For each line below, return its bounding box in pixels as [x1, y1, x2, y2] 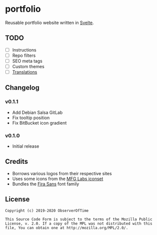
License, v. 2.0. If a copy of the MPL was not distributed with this [5, 221, 153, 226]
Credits [5, 157, 28, 166]
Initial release [12, 143, 39, 149]
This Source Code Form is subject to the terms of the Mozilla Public [5, 217, 153, 222]
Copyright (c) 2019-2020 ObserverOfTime [5, 208, 89, 213]
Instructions [12, 47, 37, 52]
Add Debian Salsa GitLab [12, 109, 63, 115]
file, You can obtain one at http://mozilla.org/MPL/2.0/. [5, 225, 129, 230]
